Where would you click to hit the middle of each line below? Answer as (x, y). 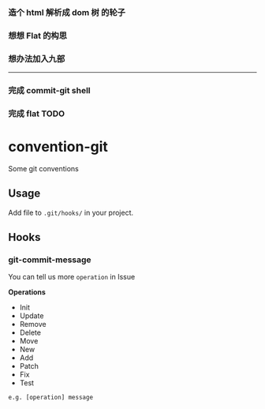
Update (32, 316)
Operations (27, 292)
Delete (30, 332)
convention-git (58, 147)
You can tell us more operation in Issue (72, 277)
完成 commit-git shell (49, 91)
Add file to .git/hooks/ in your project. (71, 212)
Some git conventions (43, 168)
